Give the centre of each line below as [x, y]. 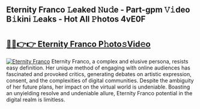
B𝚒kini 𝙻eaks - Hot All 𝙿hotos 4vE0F [76, 19]
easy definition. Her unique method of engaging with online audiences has [98, 68]
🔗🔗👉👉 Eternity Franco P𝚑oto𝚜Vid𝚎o [79, 44]
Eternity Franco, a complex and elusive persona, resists [120, 61]
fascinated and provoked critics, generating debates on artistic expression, [99, 74]
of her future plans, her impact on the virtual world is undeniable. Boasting [98, 87]
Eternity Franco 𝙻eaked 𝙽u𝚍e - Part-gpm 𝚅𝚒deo [98, 10]
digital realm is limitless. [36, 99]
